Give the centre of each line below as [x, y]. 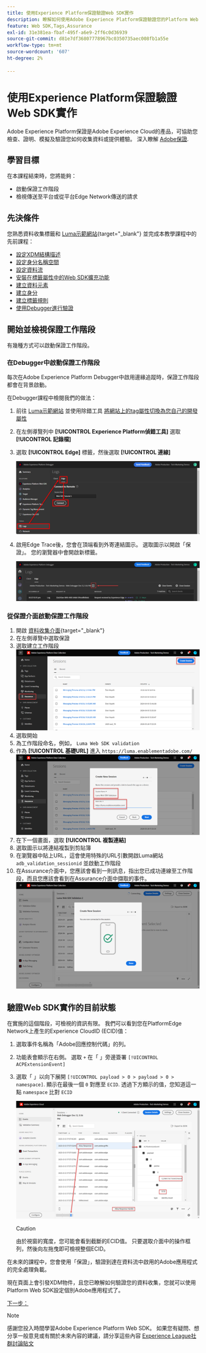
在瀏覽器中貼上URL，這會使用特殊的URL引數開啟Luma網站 [90, 856]
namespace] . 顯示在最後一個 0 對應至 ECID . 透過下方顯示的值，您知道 [101, 1084]
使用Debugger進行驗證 [45, 308]
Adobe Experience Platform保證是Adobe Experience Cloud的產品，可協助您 [102, 131]
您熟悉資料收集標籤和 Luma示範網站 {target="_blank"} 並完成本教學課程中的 [102, 234]
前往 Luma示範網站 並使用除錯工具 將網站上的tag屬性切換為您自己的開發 [107, 411]
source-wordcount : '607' [39, 52]
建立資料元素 [32, 285]
